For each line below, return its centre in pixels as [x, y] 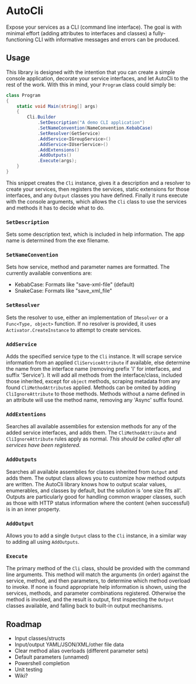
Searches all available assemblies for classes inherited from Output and [92, 472]
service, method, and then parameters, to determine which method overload [98, 581]
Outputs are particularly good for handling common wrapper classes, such [96, 496]
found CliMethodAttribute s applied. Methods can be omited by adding [91, 388]
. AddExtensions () [59, 150]
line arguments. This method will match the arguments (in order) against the [97, 575]
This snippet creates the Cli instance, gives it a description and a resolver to [98, 182]
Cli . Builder [42, 117]
